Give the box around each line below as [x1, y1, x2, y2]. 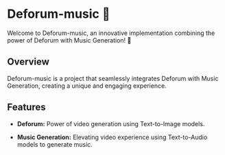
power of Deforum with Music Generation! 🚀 [7, 36, 132, 44]
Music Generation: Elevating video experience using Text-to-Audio [16, 133, 208, 141]
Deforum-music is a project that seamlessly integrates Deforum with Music [7, 74, 219, 82]
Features [7, 102, 46, 113]
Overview [7, 56, 50, 68]
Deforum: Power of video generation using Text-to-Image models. [16, 119, 205, 128]
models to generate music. [16, 140, 93, 148]
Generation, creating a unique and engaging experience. [7, 82, 167, 90]
